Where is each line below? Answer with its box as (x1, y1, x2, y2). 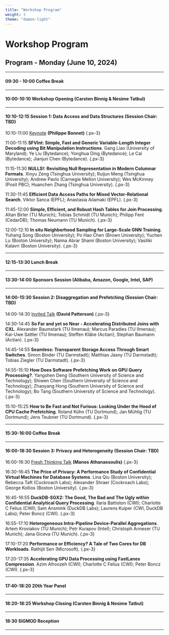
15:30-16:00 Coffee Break (5, 430, 60, 436)
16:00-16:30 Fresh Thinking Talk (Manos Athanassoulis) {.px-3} (5, 459, 138, 465)
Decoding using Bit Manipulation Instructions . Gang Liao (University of (5, 145, 155, 151)
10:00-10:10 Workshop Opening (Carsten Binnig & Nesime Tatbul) (5, 96, 145, 102)
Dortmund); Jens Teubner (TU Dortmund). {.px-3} (5, 414, 109, 420)
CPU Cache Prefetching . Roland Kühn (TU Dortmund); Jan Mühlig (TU (5, 408, 151, 415)
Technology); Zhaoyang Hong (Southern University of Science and (5, 383, 143, 389)
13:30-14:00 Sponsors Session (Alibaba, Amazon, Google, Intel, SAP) (5, 277, 153, 283)
